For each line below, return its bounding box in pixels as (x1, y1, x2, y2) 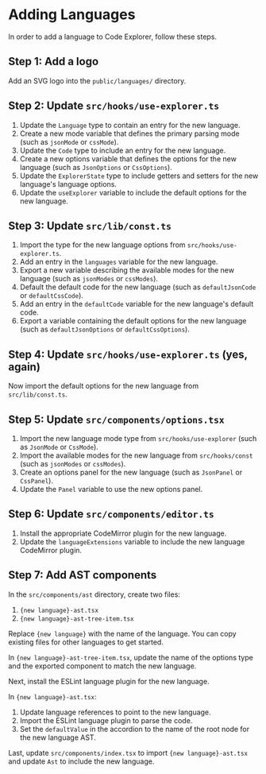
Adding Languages (8, 6, 136, 24)
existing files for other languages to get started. (8, 637, 164, 647)
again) (8, 360, 41, 373)
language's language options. (19, 179, 118, 188)
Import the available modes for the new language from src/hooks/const (19, 451, 253, 460)
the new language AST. (19, 733, 97, 742)
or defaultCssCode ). (19, 291, 83, 300)
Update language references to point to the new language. (19, 707, 212, 717)
